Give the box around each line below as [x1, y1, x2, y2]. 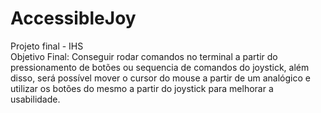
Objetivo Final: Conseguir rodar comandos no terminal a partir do [10, 50, 278, 62]
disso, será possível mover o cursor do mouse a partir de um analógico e [10, 72, 311, 84]
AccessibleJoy [10, 7, 137, 30]
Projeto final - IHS [10, 40, 84, 52]
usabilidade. [10, 93, 61, 105]
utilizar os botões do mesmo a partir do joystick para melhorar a [10, 82, 274, 94]
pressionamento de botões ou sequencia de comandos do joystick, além [10, 61, 310, 73]
